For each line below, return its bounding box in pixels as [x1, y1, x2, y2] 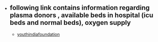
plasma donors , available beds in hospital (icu [9, 11, 154, 20]
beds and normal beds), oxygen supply [9, 19, 131, 27]
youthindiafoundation [17, 31, 60, 37]
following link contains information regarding [9, 4, 150, 12]
